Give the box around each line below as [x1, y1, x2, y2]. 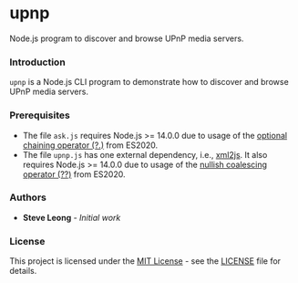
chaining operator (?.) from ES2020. [22, 140, 159, 151]
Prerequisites [9, 109, 70, 121]
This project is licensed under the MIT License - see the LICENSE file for [9, 256, 281, 267]
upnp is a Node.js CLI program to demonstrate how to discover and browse [9, 77, 289, 88]
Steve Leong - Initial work [22, 212, 121, 223]
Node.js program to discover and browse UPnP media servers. [9, 33, 244, 44]
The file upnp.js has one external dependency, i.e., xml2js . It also [22, 149, 268, 160]
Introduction [9, 56, 66, 68]
